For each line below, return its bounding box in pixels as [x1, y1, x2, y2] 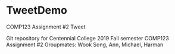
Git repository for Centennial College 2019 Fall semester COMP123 [6, 34, 170, 42]
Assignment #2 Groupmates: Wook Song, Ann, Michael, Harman [6, 41, 164, 48]
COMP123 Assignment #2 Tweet [6, 23, 86, 30]
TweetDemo [6, 4, 67, 17]
